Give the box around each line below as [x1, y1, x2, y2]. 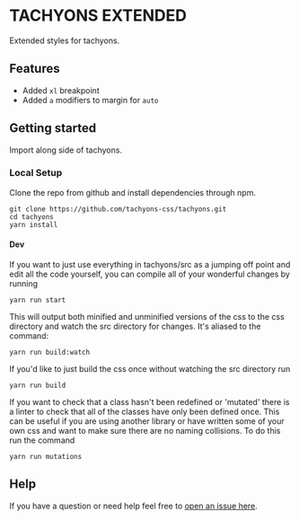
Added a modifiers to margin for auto [22, 94, 159, 105]
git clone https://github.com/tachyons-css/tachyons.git [9, 204, 227, 214]
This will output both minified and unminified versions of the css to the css [9, 312, 285, 322]
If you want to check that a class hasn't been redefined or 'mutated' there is [9, 397, 290, 408]
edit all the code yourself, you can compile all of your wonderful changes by [9, 269, 290, 279]
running [9, 278, 39, 289]
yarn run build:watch [9, 348, 91, 357]
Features [9, 61, 60, 76]
